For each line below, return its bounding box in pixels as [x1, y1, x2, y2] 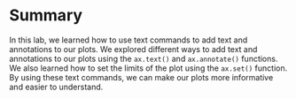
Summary [9, 5, 82, 26]
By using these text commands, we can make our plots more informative [9, 72, 274, 82]
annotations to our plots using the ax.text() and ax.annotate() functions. [9, 53, 278, 64]
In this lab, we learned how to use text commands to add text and [9, 34, 248, 45]
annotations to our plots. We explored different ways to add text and [9, 43, 258, 54]
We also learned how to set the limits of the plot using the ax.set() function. [9, 63, 288, 73]
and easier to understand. [9, 81, 104, 92]
